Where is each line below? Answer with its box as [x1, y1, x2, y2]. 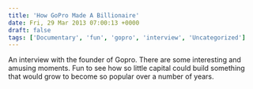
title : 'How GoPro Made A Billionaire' [8, 11, 140, 20]
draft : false [8, 26, 51, 34]
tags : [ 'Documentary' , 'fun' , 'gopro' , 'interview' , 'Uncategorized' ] [8, 33, 246, 42]
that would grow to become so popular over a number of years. [8, 72, 215, 81]
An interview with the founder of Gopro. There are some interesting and [8, 55, 241, 65]
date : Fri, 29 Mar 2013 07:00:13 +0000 [8, 19, 140, 27]
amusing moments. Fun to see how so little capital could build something [8, 64, 245, 73]
